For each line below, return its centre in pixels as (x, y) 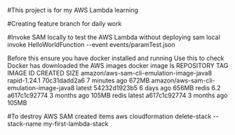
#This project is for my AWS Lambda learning (73, 10)
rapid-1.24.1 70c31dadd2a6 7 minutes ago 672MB (79, 80)
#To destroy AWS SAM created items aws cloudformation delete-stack (109, 116)
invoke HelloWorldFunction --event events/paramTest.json (91, 44)
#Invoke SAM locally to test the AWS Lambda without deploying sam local (114, 37)
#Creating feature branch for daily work (65, 23)
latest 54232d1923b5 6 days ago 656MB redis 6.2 (148, 88)
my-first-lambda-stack (76, 124)
